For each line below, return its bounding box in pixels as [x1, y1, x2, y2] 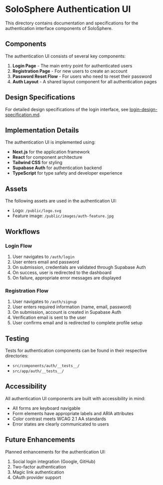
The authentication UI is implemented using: [5, 139, 96, 145]
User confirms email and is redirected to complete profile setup [12, 320, 143, 326]
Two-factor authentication [12, 464, 66, 470]
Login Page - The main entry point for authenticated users [12, 62, 133, 68]
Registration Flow [5, 287, 49, 294]
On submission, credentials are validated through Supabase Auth [12, 264, 146, 270]
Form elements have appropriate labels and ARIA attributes [12, 410, 134, 416]
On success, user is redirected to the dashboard [12, 269, 112, 275]
